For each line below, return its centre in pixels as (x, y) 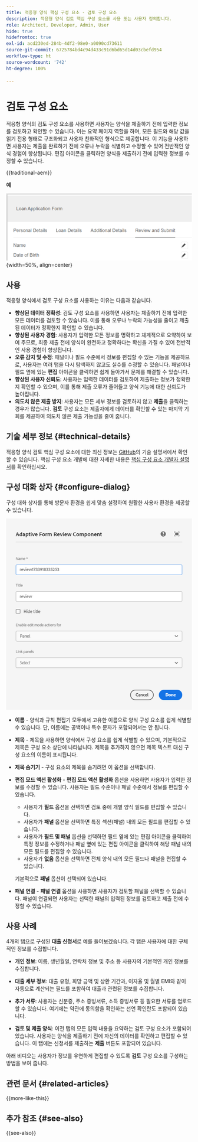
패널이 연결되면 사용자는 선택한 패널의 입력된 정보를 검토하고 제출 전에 (103, 898)
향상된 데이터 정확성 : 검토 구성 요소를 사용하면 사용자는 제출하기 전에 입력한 (101, 312)
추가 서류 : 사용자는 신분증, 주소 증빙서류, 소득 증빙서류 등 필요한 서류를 (95, 1001)
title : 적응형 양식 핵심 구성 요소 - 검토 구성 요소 (62, 12)
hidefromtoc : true (29, 37)
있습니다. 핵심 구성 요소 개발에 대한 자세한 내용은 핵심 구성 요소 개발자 (98, 459)
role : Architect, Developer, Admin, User (58, 25)
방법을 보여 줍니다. (27, 1063)
